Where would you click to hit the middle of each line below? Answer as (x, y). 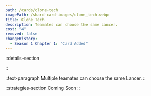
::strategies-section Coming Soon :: (43, 88)
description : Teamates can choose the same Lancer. (61, 24)
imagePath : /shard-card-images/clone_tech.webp (57, 15)
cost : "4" (16, 29)
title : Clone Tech (25, 20)
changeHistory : (21, 39)
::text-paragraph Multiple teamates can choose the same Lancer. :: (75, 78)
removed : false (21, 34)
